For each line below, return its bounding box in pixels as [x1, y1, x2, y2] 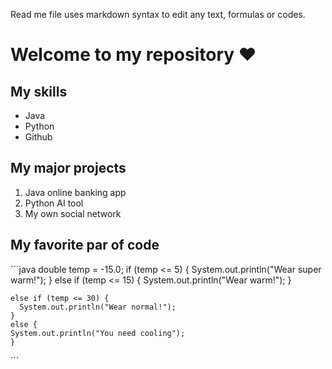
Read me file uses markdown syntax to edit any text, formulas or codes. [10, 9, 306, 20]
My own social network [24, 207, 122, 219]
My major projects [10, 160, 127, 177]
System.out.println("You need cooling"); [10, 328, 186, 338]
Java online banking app [24, 186, 127, 198]
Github [24, 131, 53, 143]
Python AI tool [24, 197, 84, 209]
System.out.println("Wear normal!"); [19, 302, 177, 312]
